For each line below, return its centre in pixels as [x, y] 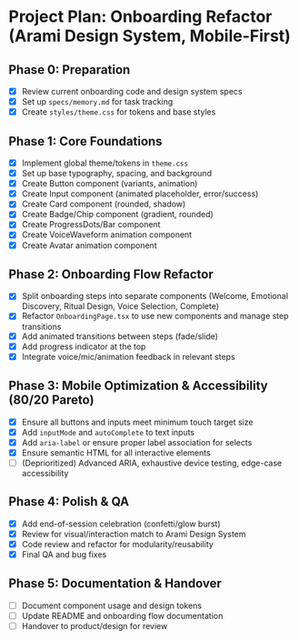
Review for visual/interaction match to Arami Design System [134, 534]
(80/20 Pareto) [51, 400]
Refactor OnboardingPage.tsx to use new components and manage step [155, 316]
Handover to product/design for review [95, 625]
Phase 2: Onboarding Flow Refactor [111, 274]
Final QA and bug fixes [64, 554]
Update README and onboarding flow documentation [122, 615]
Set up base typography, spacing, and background [117, 174]
